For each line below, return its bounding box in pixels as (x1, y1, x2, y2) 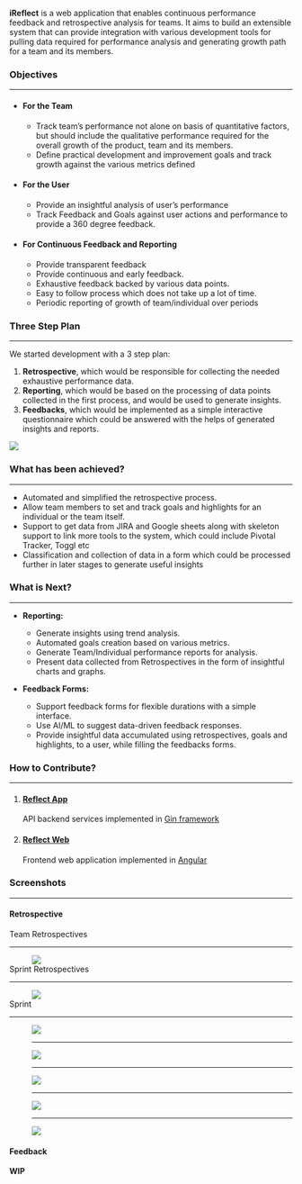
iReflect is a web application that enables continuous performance (9, 8, 256, 18)
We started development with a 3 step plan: (9, 348, 171, 359)
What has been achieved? (9, 463, 126, 475)
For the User (22, 179, 70, 190)
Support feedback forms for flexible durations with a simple (35, 700, 256, 711)
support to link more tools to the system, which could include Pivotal (22, 530, 276, 541)
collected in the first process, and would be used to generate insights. (22, 395, 281, 406)
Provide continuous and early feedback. (35, 268, 184, 279)
